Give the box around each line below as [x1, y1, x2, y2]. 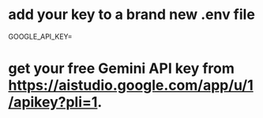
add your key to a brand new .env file [8, 6, 255, 24]
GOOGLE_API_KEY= [8, 32, 73, 41]
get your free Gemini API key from [8, 59, 235, 78]
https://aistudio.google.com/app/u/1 [8, 77, 254, 94]
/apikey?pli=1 [8, 93, 98, 112]
